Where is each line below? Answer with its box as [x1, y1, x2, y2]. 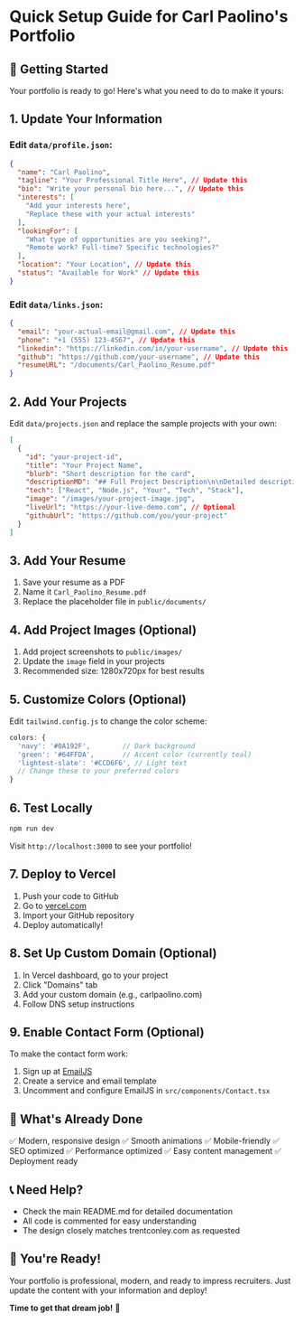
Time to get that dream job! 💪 [9, 1302, 121, 1313]
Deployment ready [9, 1156, 78, 1167]
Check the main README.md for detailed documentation [22, 1205, 233, 1216]
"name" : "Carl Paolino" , [17, 167, 111, 177]
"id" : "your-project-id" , [25, 452, 124, 462]
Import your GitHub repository [22, 910, 135, 921]
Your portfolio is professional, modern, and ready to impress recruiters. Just [9, 1275, 291, 1286]
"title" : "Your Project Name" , [25, 461, 143, 470]
